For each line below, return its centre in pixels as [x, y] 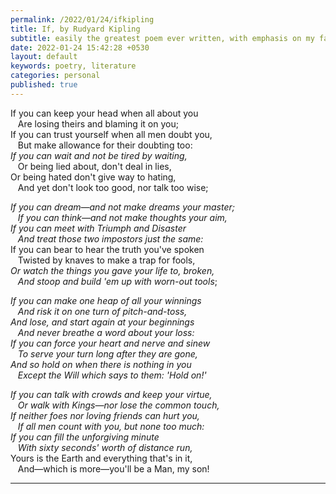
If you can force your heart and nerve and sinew [110, 343]
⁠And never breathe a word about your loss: [106, 332]
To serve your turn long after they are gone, [107, 353]
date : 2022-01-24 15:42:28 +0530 [80, 47]
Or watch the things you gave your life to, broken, [112, 270]
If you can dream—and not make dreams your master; [122, 207]
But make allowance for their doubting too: [105, 145]
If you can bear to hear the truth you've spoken [107, 249]
